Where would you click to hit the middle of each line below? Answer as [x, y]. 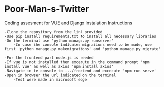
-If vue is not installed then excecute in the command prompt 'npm [77, 62]
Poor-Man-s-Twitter [47, 9]
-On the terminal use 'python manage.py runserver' [59, 41]
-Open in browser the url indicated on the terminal [60, 75]
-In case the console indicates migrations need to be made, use [83, 45]
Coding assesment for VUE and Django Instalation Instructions [69, 23]
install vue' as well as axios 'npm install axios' [59, 66]
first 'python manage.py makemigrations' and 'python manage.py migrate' [83, 49]
